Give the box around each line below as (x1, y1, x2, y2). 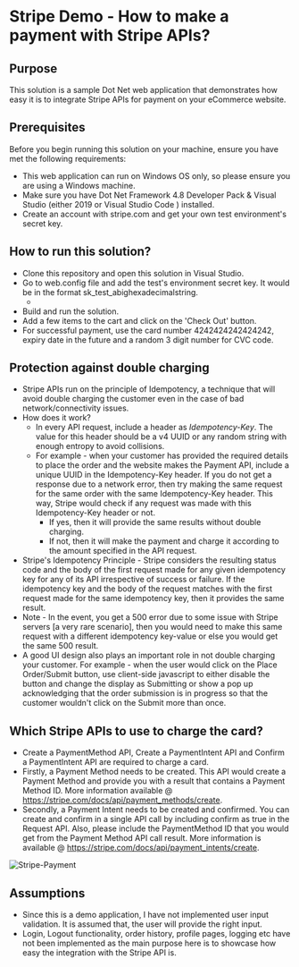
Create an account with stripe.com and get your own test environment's (21, 208, 287, 219)
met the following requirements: (9, 153, 127, 164)
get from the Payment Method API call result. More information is (21, 833, 262, 844)
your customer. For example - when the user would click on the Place (21, 659, 278, 670)
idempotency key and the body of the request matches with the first (21, 583, 272, 594)
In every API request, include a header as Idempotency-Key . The (35, 422, 274, 433)
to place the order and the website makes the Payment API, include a (35, 460, 290, 471)
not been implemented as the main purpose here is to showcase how (21, 937, 277, 949)
